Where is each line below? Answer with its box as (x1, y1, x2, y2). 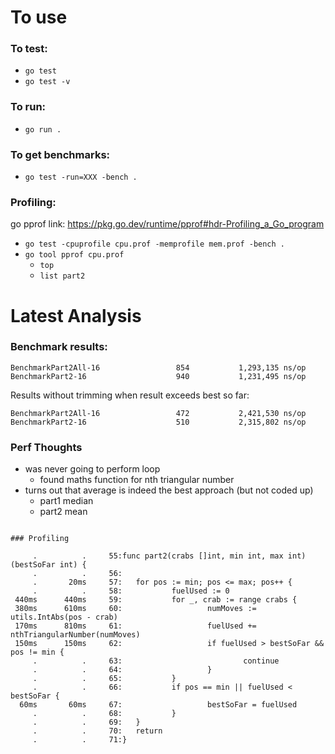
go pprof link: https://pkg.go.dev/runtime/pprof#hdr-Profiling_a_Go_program (10, 218, 325, 230)
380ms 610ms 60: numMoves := (14, 604, 257, 614)
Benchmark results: (10, 340, 108, 354)
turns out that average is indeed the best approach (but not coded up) (24, 484, 314, 496)
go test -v (24, 77, 71, 87)
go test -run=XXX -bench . (24, 172, 138, 183)
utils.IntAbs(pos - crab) (10, 612, 118, 623)
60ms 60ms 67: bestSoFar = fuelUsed (19, 700, 298, 710)
